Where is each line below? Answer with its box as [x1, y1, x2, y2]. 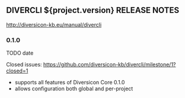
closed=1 [6, 67, 28, 74]
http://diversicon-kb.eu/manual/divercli [6, 21, 102, 28]
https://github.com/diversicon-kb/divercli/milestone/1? [43, 61, 176, 68]
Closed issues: [6, 61, 43, 68]
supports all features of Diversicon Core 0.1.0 [14, 79, 125, 86]
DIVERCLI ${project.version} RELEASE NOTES [6, 5, 180, 15]
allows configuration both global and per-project [14, 85, 133, 92]
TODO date [6, 49, 34, 56]
